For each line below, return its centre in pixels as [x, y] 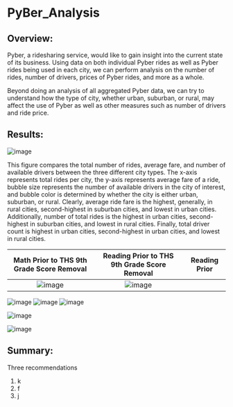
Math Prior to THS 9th [51, 260]
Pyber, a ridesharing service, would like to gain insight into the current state [115, 55]
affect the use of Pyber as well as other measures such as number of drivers [116, 105]
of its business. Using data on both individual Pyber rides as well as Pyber [113, 63]
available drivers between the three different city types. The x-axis [102, 172]
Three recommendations [42, 367]
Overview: [30, 39]
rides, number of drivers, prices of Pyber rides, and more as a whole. [106, 77]
